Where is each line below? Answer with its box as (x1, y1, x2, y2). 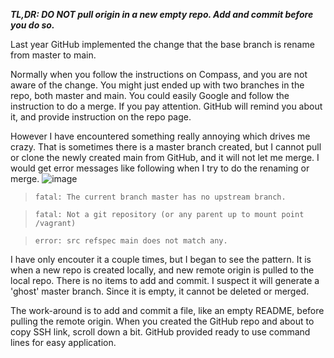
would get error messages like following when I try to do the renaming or (10, 162, 310, 174)
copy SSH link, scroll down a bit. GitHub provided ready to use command (10, 326, 311, 338)
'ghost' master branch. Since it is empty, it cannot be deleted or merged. (10, 285, 310, 297)
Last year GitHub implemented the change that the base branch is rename (10, 39, 315, 50)
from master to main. (10, 49, 97, 61)
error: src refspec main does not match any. (34, 236, 228, 246)
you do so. (10, 19, 55, 31)
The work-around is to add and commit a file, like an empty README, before (10, 305, 325, 316)
